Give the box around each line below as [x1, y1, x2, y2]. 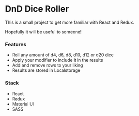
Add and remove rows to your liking [12, 62, 83, 68]
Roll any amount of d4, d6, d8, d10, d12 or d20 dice [12, 52, 114, 58]
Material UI [12, 101, 34, 107]
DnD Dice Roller [5, 3, 69, 15]
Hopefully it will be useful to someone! [5, 29, 82, 34]
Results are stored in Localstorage [12, 67, 81, 73]
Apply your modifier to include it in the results [12, 57, 103, 63]
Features [5, 41, 27, 48]
